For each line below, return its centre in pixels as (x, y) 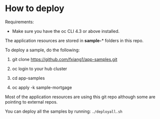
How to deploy (35, 8)
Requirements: (19, 22)
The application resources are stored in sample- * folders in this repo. (74, 40)
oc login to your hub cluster (40, 69)
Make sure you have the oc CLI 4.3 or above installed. (66, 31)
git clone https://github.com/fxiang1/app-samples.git (65, 59)
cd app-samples (28, 78)
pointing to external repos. (32, 102)
